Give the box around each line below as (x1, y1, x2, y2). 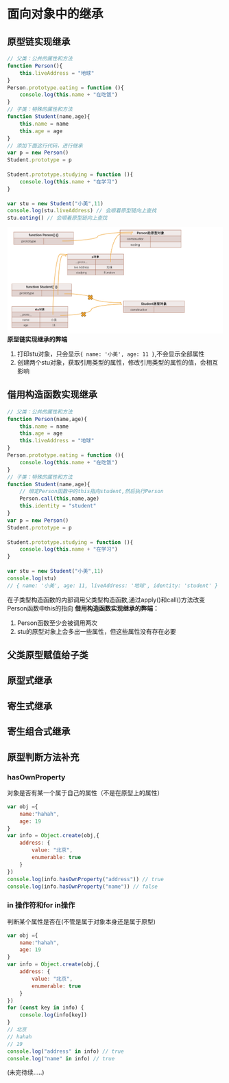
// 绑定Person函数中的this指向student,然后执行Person (19, 488, 164, 495)
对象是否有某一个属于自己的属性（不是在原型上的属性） (7, 788, 163, 797)
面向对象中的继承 (7, 6, 104, 22)
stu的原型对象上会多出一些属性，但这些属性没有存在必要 (16, 627, 177, 635)
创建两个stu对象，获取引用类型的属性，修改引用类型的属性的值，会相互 (16, 358, 219, 366)
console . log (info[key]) (19, 1012, 88, 1018)
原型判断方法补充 (7, 751, 80, 763)
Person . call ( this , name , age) (19, 495, 99, 502)
